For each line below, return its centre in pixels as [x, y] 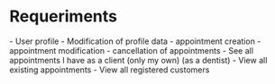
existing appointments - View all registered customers [110, 70]
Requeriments [63, 17]
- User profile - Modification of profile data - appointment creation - [135, 41]
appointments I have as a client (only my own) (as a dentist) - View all [138, 60]
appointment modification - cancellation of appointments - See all [132, 50]
